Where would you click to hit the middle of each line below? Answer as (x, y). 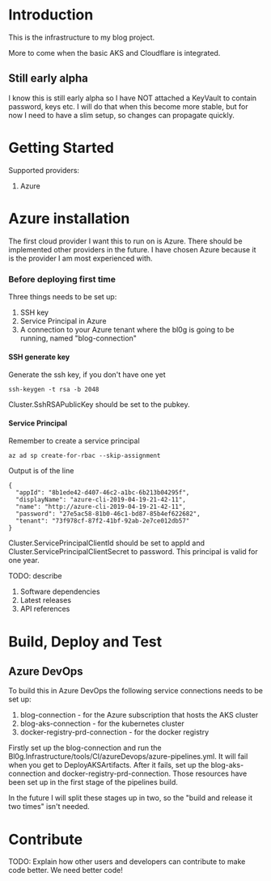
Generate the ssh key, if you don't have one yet (87, 375)
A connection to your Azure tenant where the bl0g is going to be (127, 329)
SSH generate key (39, 357)
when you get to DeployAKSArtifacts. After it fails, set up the (109, 765)
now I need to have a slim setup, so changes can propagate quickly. (121, 115)
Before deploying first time (62, 279)
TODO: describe (35, 576)
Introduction (51, 15)
